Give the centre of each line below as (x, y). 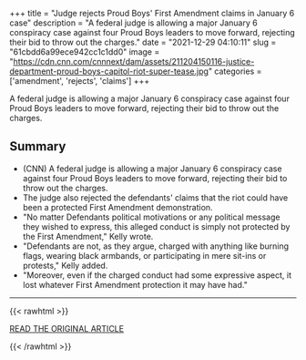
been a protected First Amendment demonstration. (117, 207)
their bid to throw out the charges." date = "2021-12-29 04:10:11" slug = (143, 42)
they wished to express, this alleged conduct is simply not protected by (156, 226)
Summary (38, 146)
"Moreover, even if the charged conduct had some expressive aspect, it (157, 275)
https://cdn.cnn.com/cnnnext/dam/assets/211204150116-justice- (134, 62)
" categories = (235, 71)
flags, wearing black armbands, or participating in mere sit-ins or (144, 255)
